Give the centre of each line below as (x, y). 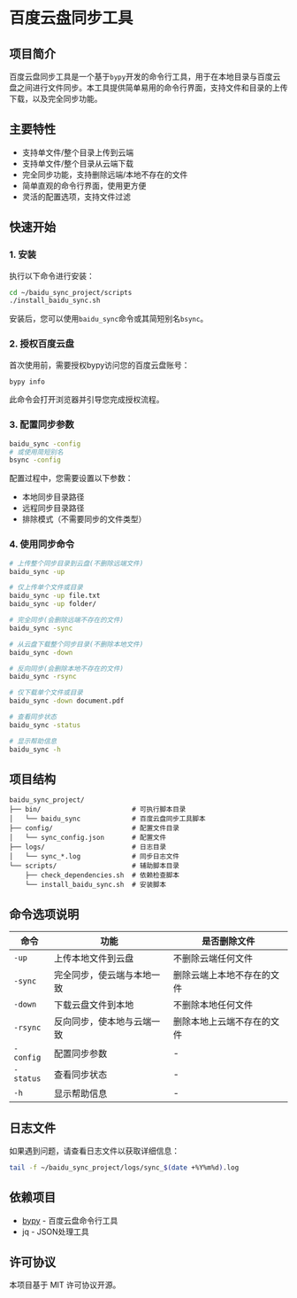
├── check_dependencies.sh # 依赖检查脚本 (102, 875)
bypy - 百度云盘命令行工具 (70, 1220)
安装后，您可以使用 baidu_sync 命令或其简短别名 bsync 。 (109, 319)
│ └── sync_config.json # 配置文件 (88, 838)
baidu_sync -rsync (43, 677)
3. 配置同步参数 (42, 424)
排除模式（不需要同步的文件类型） (84, 519)
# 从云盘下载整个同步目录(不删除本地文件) (76, 644)
